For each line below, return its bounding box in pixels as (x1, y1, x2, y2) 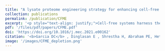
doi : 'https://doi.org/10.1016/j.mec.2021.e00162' (5, 30, 111, 34)
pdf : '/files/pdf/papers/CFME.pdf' (5, 25, 78, 30)
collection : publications (5, 12, 58, 17)
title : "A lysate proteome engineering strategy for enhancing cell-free (5, 7, 160, 12)
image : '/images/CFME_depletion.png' (5, 39, 82, 44)
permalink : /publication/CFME (5, 16, 67, 21)
